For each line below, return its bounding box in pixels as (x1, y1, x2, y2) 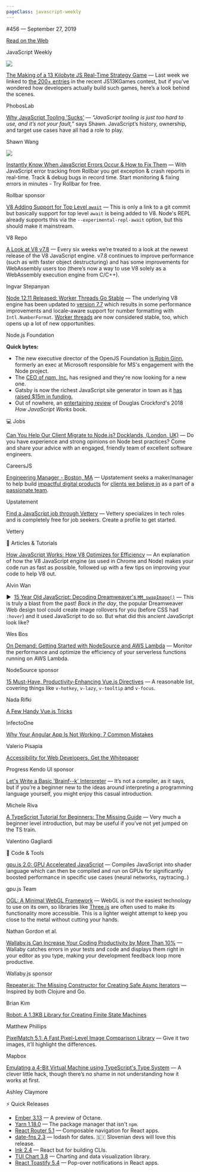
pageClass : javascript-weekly (6, 8, 82, 15)
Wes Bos (6, 630, 28, 637)
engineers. (6, 450, 33, 457)
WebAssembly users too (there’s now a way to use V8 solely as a (6, 264, 166, 272)
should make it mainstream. (6, 222, 74, 230)
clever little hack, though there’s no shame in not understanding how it (6, 1070, 179, 1077)
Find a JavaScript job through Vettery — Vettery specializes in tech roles (6, 510, 185, 517)
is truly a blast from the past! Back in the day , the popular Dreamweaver (6, 599, 183, 607)
